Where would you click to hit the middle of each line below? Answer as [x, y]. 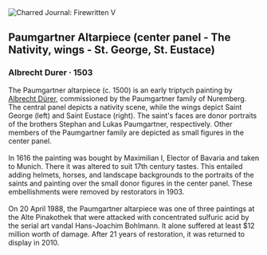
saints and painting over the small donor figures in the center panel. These [130, 183]
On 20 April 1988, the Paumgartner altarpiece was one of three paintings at [132, 208]
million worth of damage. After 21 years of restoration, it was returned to [127, 233]
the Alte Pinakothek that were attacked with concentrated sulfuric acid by [129, 217]
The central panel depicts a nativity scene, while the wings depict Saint [125, 107]
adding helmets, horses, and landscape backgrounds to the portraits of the [131, 175]
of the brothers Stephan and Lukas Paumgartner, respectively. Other [120, 124]
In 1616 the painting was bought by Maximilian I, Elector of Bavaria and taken [134, 158]
